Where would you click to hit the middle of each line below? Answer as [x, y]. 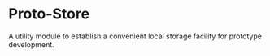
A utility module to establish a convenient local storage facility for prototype [135, 36]
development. [31, 44]
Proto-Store [49, 14]
